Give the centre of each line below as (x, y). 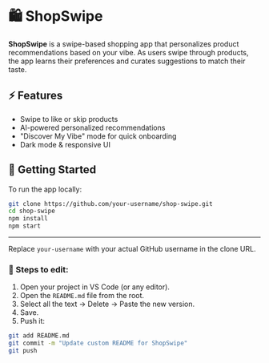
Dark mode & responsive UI (65, 144)
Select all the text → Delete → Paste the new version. (107, 304)
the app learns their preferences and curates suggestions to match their (127, 61)
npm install (28, 219)
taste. (18, 69)
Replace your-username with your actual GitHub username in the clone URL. (132, 249)
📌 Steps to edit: (38, 269)
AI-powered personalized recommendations (92, 127)
